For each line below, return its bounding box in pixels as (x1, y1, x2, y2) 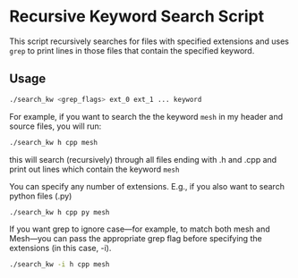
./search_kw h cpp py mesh (9, 207, 110, 216)
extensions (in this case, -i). (9, 243, 112, 254)
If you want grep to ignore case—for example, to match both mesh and (9, 223, 270, 234)
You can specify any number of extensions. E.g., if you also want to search (9, 181, 285, 191)
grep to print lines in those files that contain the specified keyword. (9, 45, 255, 55)
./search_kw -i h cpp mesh (9, 260, 110, 269)
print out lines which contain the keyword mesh (9, 164, 180, 174)
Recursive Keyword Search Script (9, 6, 265, 27)
